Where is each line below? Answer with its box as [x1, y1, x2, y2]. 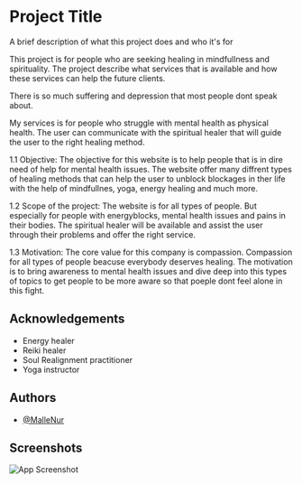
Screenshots [9, 440, 83, 455]
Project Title [9, 6, 103, 27]
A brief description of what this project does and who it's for [9, 36, 233, 47]
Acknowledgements [9, 312, 125, 327]
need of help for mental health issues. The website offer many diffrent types [9, 163, 293, 174]
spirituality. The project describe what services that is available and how [9, 63, 278, 74]
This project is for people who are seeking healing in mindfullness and [9, 53, 270, 64]
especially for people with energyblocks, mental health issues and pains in [9, 209, 287, 220]
